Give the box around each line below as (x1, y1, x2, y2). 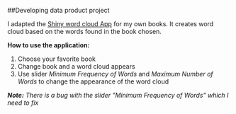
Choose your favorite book (17, 55, 96, 63)
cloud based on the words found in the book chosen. (7, 28, 162, 35)
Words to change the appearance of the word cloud (17, 77, 169, 86)
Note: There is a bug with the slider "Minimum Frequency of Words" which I (7, 91, 229, 99)
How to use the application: (7, 41, 90, 49)
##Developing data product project (7, 6, 110, 14)
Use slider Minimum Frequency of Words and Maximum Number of (17, 70, 214, 78)
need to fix (7, 98, 39, 107)
